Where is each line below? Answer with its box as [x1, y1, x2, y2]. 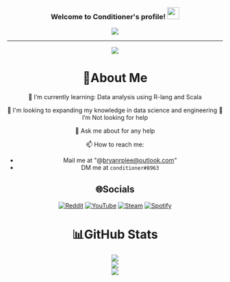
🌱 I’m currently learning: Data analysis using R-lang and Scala [28, 93, 202, 101]
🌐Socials [95, 183, 135, 195]
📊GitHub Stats [71, 227, 159, 242]
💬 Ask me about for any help [75, 127, 155, 135]
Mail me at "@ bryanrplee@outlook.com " [63, 156, 177, 164]
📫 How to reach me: [86, 140, 144, 149]
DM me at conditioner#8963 [81, 164, 159, 172]
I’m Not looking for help [81, 114, 149, 122]
